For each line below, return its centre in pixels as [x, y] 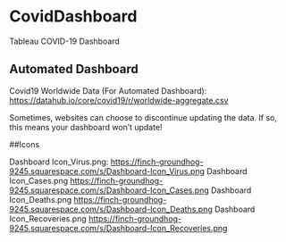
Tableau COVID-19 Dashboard [65, 41]
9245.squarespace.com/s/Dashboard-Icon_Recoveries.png [118, 228]
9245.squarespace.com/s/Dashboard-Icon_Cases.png [109, 190]
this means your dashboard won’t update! [86, 127]
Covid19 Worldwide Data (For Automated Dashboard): [108, 90]
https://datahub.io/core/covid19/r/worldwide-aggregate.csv [119, 100]
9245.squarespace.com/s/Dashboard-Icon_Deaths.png [111, 209]
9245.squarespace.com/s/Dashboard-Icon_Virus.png [107, 171]
